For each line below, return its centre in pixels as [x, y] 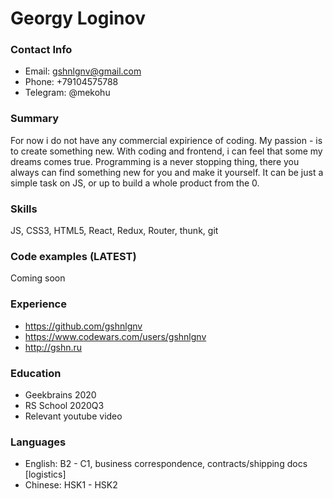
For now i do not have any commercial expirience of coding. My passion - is [166, 140]
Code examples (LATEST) [73, 256]
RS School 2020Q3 [64, 405]
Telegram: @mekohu [67, 93]
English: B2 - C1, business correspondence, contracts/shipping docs [166, 464]
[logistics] [45, 474]
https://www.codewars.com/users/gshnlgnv [115, 336]
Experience [38, 304]
